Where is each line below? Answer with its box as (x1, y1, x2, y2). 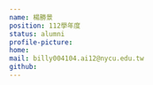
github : (9, 63, 38, 72)
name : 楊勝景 (9, 12, 53, 22)
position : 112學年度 (9, 21, 81, 30)
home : (9, 46, 29, 55)
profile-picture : (9, 37, 73, 47)
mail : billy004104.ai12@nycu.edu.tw (9, 54, 144, 63)
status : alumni (9, 29, 65, 38)
